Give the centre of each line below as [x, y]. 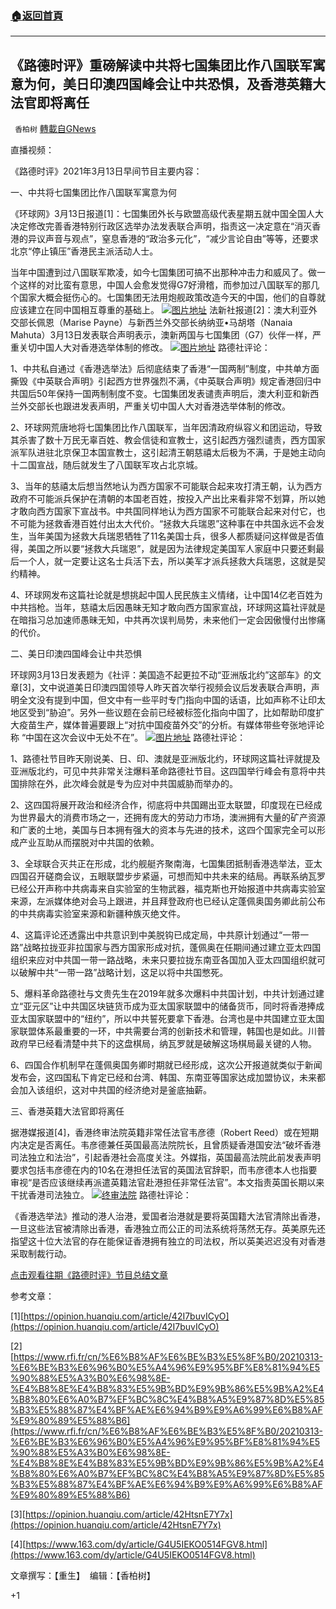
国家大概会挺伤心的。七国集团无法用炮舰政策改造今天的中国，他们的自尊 [167, 298]
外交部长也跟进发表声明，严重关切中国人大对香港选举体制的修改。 [154, 406]
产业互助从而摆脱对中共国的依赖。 [89, 843]
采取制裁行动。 [41, 1254]
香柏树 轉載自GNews [55, 129]
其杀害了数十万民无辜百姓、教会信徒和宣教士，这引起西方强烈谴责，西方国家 [168, 440]
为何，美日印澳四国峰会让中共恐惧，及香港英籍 [168, 83]
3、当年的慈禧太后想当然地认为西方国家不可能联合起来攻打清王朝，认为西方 [166, 486]
